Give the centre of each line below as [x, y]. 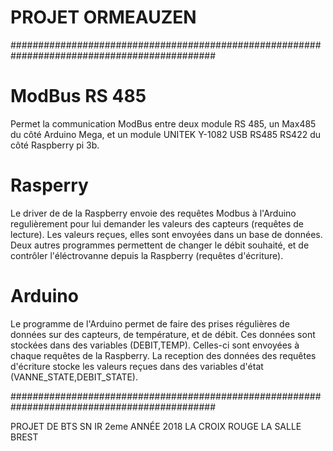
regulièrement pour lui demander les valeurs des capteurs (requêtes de [157, 223]
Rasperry [49, 185]
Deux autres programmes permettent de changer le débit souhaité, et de [160, 245]
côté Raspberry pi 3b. [55, 145]
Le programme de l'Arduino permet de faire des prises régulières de [150, 323]
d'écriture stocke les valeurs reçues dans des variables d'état [137, 366]
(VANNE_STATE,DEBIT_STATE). [74, 377]
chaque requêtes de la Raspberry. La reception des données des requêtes [163, 355]
